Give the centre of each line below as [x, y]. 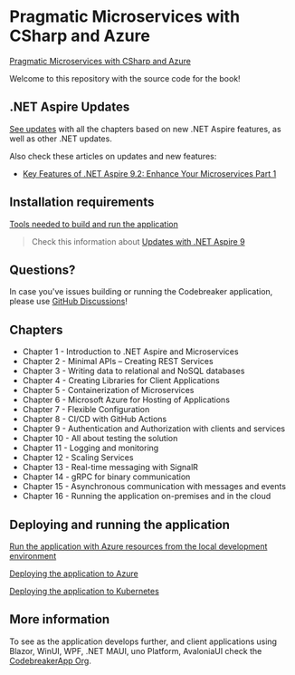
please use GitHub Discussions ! [69, 302]
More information [60, 619]
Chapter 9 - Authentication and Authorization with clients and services [154, 429]
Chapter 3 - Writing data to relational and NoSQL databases [133, 371]
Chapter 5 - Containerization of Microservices [108, 391]
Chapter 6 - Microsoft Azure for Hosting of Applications [126, 400]
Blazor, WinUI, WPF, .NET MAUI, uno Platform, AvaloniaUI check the [136, 651]
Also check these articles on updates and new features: [113, 156]
